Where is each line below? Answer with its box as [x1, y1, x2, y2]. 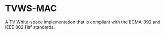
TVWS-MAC [5, 3, 57, 14]
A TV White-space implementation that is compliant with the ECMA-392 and [5, 19, 161, 25]
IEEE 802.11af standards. [5, 24, 55, 30]
